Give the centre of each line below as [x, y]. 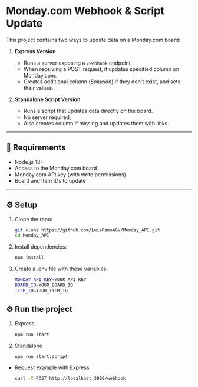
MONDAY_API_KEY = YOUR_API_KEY [50, 280]
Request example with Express [52, 367]
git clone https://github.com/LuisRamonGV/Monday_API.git [87, 230]
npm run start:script [41, 356]
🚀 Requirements [36, 148]
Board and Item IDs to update [50, 180]
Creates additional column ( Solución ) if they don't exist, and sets [102, 82]
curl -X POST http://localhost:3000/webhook [70, 379]
